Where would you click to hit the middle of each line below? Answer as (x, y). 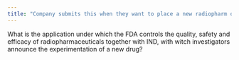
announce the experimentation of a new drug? (75, 49)
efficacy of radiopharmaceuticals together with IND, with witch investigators (119, 41)
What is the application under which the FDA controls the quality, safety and (119, 34)
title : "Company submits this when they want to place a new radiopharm (117, 14)
